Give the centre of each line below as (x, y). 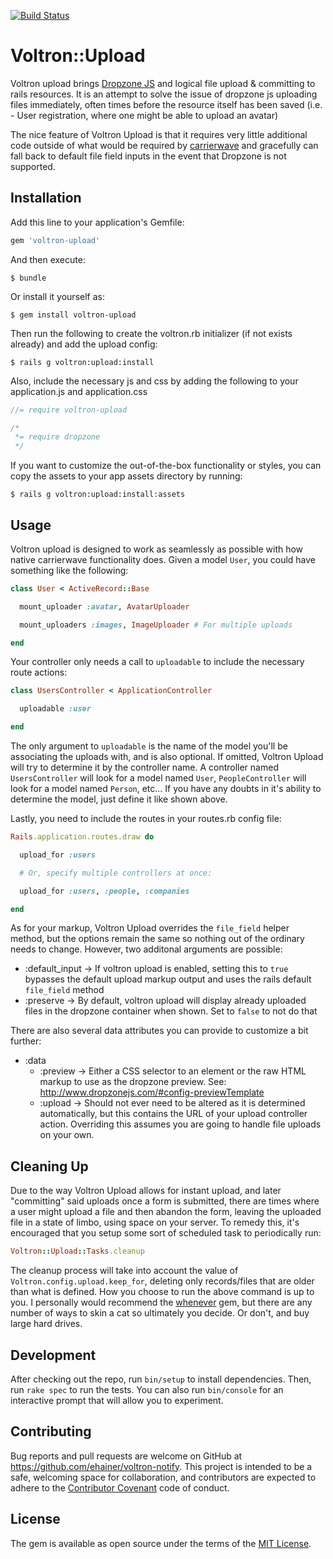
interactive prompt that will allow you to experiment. (117, 1400)
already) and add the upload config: (84, 344)
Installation (46, 198)
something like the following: (69, 570)
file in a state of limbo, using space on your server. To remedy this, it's (155, 1222)
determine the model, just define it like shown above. (119, 799)
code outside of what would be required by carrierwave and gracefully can (164, 145)
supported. (33, 166)
